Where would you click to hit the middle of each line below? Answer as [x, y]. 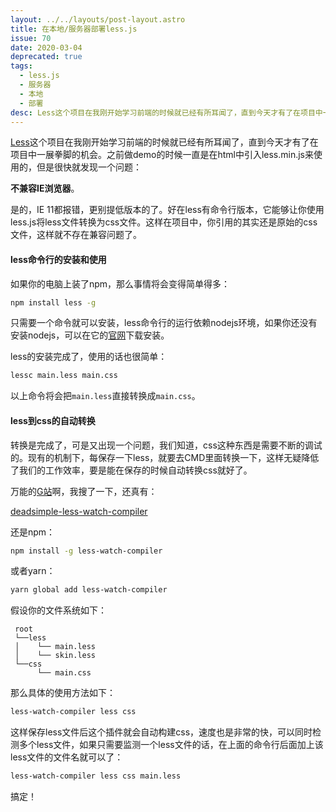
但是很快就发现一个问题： [89, 167]
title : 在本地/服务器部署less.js [74, 29]
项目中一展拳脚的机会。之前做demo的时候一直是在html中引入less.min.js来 [162, 155]
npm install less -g [53, 302]
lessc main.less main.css [64, 376]
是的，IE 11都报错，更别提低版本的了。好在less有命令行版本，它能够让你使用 [167, 210]
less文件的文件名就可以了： [67, 757]
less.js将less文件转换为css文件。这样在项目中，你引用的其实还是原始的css [164, 222]
